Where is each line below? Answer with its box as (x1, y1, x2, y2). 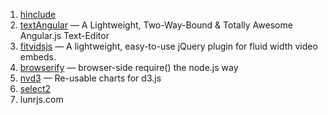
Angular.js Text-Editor (19, 30, 110, 41)
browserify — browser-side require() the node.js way (19, 62, 239, 73)
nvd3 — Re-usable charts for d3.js (19, 72, 162, 84)
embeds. (19, 51, 57, 63)
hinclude (19, 9, 57, 20)
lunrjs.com (19, 94, 64, 105)
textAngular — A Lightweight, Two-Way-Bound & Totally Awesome (19, 19, 293, 31)
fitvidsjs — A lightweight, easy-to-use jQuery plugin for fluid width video (19, 40, 318, 52)
